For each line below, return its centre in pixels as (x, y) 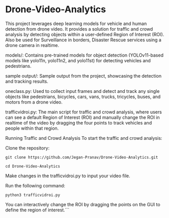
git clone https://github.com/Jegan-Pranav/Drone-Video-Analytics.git (82, 157)
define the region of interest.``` (37, 210)
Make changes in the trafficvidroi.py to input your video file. (68, 176)
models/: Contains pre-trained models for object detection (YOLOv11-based (84, 55)
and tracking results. (27, 81)
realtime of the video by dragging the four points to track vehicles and (79, 123)
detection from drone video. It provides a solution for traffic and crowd (79, 29)
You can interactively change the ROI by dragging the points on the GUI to (83, 204)
